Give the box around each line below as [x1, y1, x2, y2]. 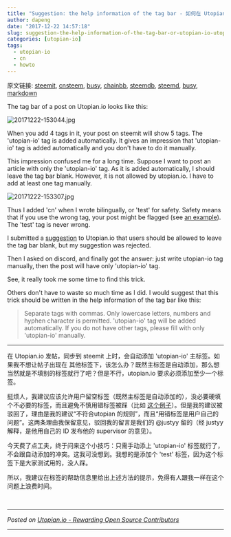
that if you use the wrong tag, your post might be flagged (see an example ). [7, 213, 221, 221]
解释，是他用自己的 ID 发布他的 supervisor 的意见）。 [7, 427, 156, 435]
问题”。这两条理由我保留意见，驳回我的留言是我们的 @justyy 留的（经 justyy [7, 418, 223, 426]
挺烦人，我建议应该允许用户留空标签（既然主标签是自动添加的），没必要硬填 [7, 392, 221, 401]
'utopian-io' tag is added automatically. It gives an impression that [7, 136, 194, 145]
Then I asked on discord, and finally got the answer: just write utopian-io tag [7, 254, 223, 263]
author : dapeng [7, 17, 51, 23]
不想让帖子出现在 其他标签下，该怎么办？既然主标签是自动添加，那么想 [19, 360, 220, 369]
